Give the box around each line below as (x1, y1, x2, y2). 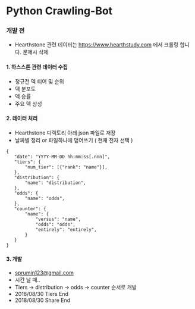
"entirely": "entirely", (35, 226, 97, 233)
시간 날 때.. (14, 276, 40, 283)
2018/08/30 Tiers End (14, 291, 68, 298)
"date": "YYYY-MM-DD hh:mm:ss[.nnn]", (14, 154, 111, 160)
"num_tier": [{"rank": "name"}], (24, 164, 108, 170)
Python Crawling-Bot (6, 4, 113, 18)
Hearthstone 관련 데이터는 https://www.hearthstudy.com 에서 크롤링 (14, 41, 179, 48)
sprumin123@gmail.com (14, 269, 74, 276)
